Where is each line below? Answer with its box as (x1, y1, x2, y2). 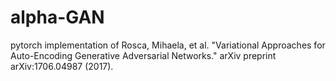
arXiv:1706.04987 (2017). (10, 60, 114, 72)
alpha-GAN (10, 6, 105, 29)
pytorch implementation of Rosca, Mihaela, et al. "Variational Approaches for (10, 39, 326, 51)
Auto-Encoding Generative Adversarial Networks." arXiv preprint (10, 49, 277, 61)
